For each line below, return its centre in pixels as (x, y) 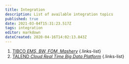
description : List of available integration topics (59, 14)
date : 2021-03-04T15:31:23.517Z (38, 23)
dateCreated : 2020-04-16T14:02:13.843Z (46, 37)
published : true (22, 19)
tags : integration (24, 28)
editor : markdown (23, 32)
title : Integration (25, 10)
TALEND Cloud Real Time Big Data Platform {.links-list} (68, 56)
